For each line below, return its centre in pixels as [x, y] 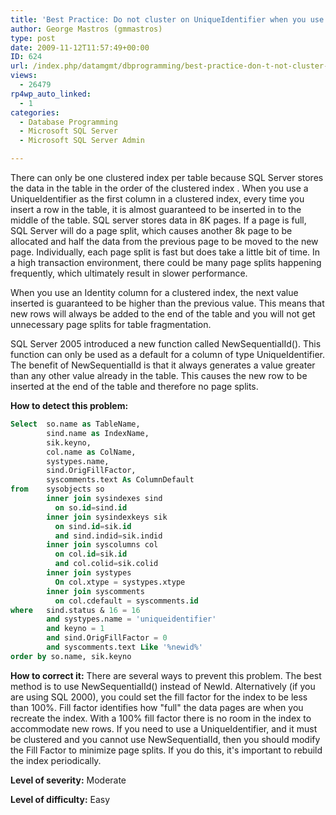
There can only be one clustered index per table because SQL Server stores [167, 177]
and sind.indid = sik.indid [108, 536]
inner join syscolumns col [102, 545]
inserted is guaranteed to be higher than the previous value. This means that [167, 303]
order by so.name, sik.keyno [71, 656]
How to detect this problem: [69, 405]
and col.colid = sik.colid [106, 564]
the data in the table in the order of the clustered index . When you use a [159, 188]
